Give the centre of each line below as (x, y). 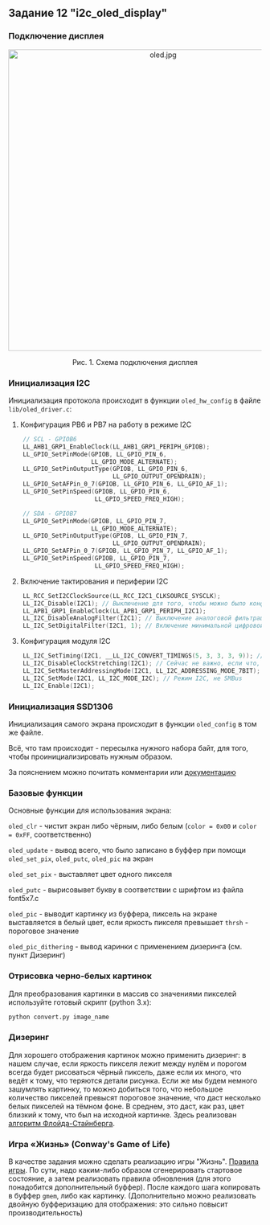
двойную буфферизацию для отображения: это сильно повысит (118, 1204)
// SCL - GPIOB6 (50, 439)
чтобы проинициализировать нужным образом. (90, 756)
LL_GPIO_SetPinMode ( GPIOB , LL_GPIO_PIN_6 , (95, 454)
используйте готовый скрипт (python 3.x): (80, 1002)
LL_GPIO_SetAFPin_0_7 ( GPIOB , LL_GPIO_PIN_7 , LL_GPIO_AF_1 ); (125, 551)
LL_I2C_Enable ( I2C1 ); (59, 686)
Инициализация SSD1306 (61, 707)
